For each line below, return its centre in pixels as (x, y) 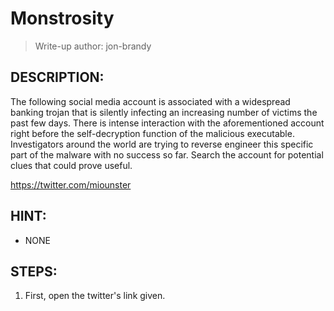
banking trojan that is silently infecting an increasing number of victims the (164, 112)
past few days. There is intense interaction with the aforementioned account (167, 123)
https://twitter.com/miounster (71, 184)
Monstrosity (62, 18)
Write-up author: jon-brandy (93, 46)
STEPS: (34, 271)
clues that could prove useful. (71, 165)
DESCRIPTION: (57, 77)
